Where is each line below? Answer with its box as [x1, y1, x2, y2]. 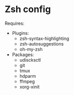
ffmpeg [19, 78, 35, 84]
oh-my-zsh [19, 46, 43, 52]
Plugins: [12, 30, 29, 36]
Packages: [12, 52, 34, 58]
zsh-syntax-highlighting [19, 35, 69, 41]
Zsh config [5, 4, 51, 15]
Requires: [5, 20, 25, 26]
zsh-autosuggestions [19, 40, 64, 46]
